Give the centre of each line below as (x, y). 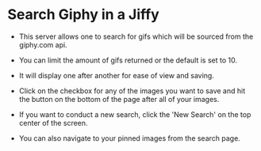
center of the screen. (53, 123)
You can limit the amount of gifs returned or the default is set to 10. (128, 60)
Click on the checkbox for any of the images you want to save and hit (132, 91)
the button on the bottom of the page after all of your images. (119, 99)
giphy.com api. (43, 44)
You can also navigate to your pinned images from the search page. (130, 138)
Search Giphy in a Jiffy (83, 15)
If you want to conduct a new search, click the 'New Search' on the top (135, 114)
